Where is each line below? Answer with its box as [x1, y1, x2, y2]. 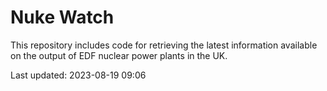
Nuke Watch [10, 6, 115, 29]
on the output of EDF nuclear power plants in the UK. [10, 49, 228, 61]
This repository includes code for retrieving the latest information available [10, 39, 318, 51]
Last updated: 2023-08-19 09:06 [10, 69, 147, 81]
